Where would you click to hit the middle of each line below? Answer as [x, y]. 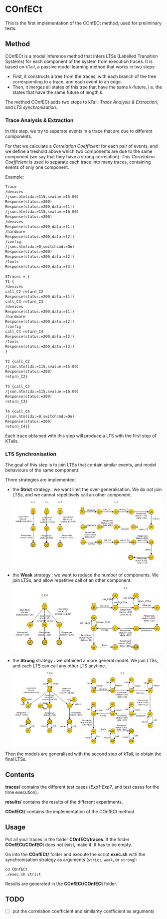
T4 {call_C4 [17, 412]
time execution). [22, 792]
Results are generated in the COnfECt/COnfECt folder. [61, 884]
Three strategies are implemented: [41, 480]
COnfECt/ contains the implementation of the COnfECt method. [70, 811]
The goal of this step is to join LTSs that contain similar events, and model [81, 465]
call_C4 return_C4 [24, 332]
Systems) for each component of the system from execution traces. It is [79, 61]
